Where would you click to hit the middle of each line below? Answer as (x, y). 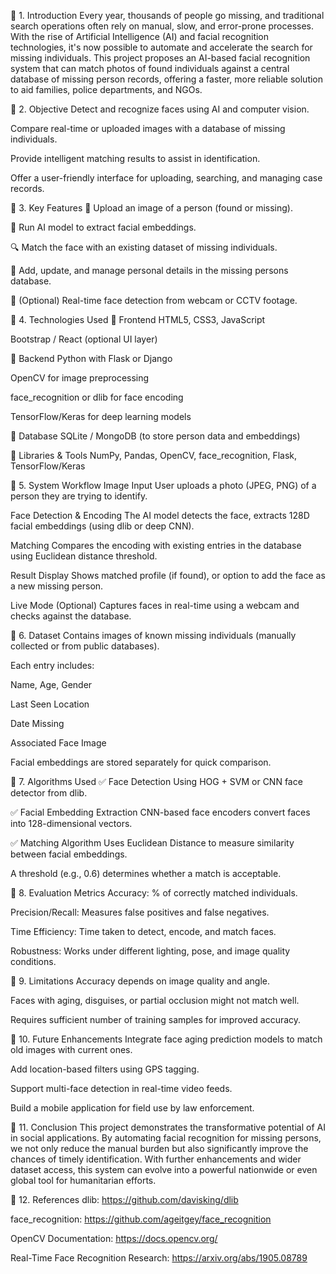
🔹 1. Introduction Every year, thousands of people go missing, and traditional (167, 15)
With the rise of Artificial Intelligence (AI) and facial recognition (140, 36)
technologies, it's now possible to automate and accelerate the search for (161, 47)
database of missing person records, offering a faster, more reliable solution (167, 79)
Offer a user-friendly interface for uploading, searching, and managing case (166, 178)
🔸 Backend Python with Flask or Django (91, 358)
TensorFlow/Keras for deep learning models (101, 416)
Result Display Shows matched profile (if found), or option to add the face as (168, 575)
